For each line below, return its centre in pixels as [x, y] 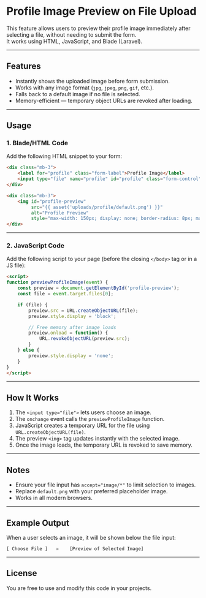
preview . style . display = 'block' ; [72, 316]
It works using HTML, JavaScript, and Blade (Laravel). [74, 41]
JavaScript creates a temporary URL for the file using [82, 426]
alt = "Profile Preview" [60, 213]
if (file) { [32, 305]
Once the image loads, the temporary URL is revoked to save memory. [104, 445]
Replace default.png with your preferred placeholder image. [91, 491]
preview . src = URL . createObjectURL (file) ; [83, 311]
